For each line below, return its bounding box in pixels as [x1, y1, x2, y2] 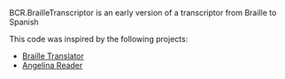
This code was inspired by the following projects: [9, 34, 189, 44]
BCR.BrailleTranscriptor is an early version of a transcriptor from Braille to [9, 8, 277, 18]
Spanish [9, 17, 39, 27]
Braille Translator [21, 51, 84, 61]
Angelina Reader [21, 61, 83, 70]
